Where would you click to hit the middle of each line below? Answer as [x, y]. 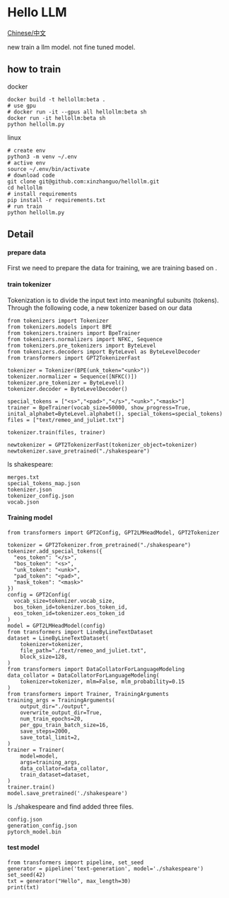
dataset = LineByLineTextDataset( [58, 638]
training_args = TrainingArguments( [61, 700]
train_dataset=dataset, [55, 775]
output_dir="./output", [55, 706]
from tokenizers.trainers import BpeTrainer [74, 333]
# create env [27, 150]
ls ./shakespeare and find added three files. [71, 806]
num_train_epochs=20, [52, 719]
